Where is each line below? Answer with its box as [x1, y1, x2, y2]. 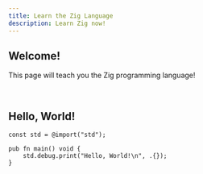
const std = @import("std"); [8, 130, 106, 139]
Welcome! [8, 49, 60, 63]
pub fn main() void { [8, 145, 81, 153]
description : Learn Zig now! [8, 19, 106, 27]
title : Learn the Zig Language [8, 11, 114, 20]
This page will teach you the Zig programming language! [8, 70, 196, 81]
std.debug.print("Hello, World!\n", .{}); [23, 152, 168, 160]
